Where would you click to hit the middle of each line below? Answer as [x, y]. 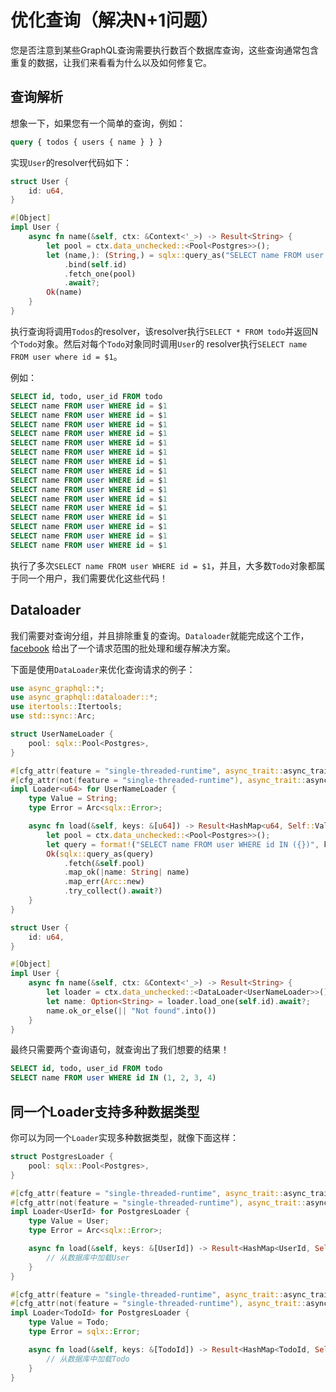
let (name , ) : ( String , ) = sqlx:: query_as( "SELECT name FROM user [185, 255]
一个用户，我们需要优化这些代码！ [97, 578]
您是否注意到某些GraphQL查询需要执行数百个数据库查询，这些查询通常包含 [165, 50]
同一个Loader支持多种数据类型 [105, 1111]
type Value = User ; [69, 1221]
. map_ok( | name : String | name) [126, 872]
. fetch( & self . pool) [104, 863]
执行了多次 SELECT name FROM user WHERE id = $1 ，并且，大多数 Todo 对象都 [163, 565]
